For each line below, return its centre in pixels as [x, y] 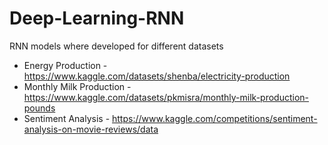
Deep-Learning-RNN [97, 18]
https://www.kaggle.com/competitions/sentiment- [215, 118]
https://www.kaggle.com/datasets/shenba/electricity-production [157, 76]
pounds [39, 108]
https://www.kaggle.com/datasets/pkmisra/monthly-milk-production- [166, 97]
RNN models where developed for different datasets [116, 46]
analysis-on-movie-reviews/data [91, 129]
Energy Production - [65, 65]
